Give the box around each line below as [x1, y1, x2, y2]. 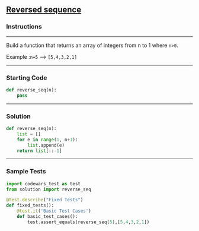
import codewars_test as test [6, 181, 81, 186]
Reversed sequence [6, 5, 82, 15]
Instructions [6, 23, 43, 31]
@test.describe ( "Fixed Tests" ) [6, 197, 84, 203]
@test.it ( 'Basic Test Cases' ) [17, 208, 92, 214]
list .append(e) [27, 142, 65, 148]
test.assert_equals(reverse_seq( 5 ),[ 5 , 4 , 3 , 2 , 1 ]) [27, 219, 150, 225]
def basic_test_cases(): [17, 214, 78, 220]
